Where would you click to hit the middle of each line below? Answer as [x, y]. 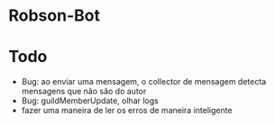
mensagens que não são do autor [84, 92]
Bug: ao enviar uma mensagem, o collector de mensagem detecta [144, 82]
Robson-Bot [55, 16]
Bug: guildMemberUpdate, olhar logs [90, 101]
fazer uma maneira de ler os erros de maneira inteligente [127, 111]
